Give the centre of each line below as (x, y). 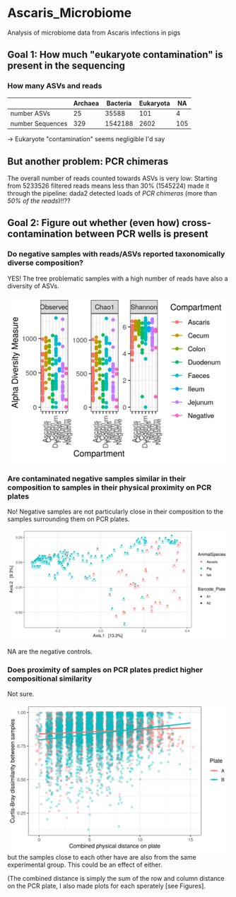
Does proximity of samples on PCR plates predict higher (105, 670)
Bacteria (119, 103)
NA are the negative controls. (50, 651)
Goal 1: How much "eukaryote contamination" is (115, 55)
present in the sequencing (66, 66)
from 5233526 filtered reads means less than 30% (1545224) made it (108, 186)
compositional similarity (50, 678)
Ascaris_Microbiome (70, 13)
